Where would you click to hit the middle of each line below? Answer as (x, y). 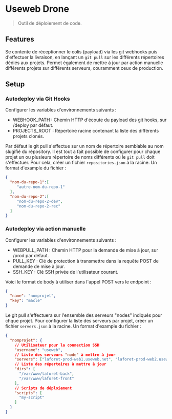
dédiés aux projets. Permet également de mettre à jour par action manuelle (84, 63)
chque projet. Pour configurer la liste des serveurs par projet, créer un (79, 321)
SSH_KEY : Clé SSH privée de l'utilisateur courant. (66, 272)
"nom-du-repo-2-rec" (38, 206)
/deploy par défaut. (33, 125)
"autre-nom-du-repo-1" (41, 187)
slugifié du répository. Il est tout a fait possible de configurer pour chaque (83, 151)
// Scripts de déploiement (43, 388)
